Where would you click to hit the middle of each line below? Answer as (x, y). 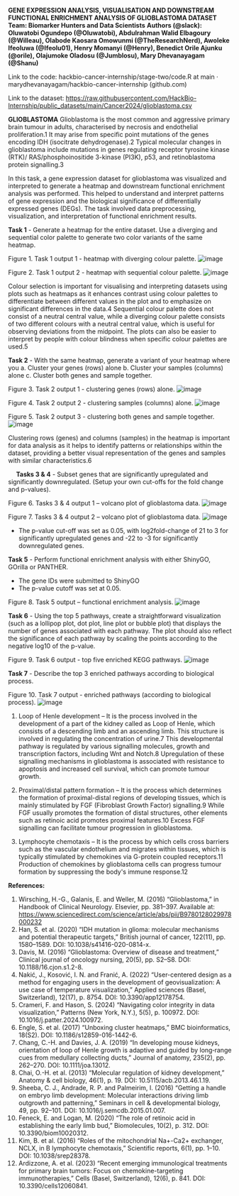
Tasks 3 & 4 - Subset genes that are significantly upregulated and (112, 474)
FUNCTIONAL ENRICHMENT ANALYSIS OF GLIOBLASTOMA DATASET (112, 18)
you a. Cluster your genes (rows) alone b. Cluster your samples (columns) (116, 368)
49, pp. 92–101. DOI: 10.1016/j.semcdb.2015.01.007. (92, 1110)
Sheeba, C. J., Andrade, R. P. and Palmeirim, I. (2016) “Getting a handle (122, 1088)
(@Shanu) (23, 63)
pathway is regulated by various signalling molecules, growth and (114, 746)
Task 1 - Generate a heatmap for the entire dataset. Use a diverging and (113, 230)
